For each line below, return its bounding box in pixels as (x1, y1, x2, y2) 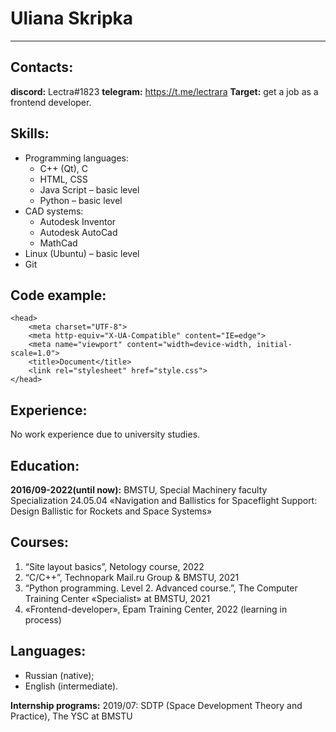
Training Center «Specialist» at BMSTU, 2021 (24, 592, 211, 604)
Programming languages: (24, 152, 130, 164)
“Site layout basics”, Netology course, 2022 (24, 560, 205, 572)
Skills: (10, 125, 50, 142)
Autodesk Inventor (39, 215, 117, 227)
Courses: (10, 534, 70, 551)
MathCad (39, 237, 78, 249)
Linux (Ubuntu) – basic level (24, 247, 140, 259)
